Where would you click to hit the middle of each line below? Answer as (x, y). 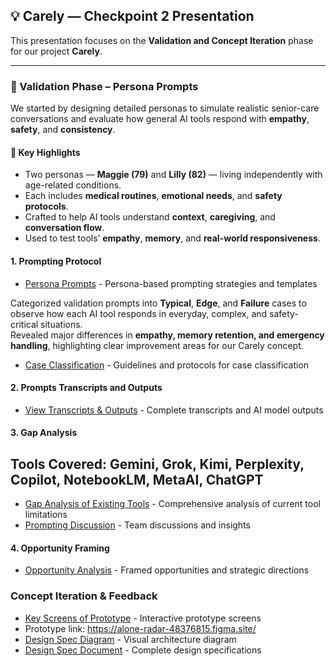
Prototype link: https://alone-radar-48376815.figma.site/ (140, 628)
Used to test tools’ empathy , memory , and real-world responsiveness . (172, 238)
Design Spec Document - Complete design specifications (143, 650)
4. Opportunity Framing (60, 548)
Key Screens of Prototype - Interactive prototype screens (143, 618)
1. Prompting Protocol (56, 261)
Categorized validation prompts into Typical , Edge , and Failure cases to (158, 303)
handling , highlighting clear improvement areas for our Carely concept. (157, 345)
